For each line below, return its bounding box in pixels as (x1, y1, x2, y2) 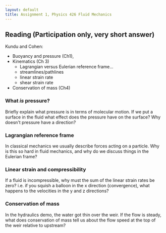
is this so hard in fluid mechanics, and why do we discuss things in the (5, 148, 149, 154)
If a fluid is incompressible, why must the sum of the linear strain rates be (5, 177, 155, 183)
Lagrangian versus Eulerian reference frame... (19, 64, 114, 70)
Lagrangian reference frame (5, 131, 74, 138)
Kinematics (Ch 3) (12, 58, 50, 65)
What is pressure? (5, 98, 51, 105)
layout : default (5, 7, 39, 12)
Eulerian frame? (5, 153, 38, 159)
